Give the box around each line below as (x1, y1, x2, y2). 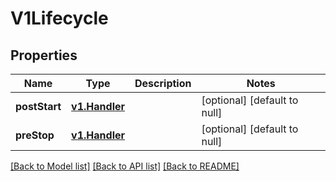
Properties (10, 47, 78, 64)
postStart (15, 100, 62, 113)
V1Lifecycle (10, 7, 109, 30)
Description (134, 77, 192, 90)
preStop (15, 128, 55, 142)
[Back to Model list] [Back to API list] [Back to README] (10, 160, 240, 172)
